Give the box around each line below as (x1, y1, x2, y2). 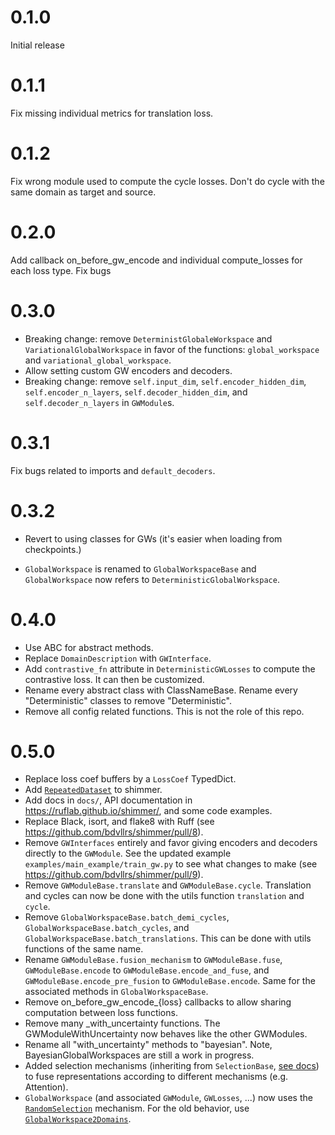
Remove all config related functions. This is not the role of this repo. (24, 705, 305, 717)
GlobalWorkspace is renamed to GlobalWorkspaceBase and (24, 562, 257, 575)
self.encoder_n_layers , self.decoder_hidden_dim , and (24, 386, 248, 398)
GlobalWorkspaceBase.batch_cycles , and (24, 922, 190, 934)
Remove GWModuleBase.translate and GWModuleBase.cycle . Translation (24, 879, 312, 891)
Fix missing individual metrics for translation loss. (10, 107, 214, 119)
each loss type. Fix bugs (10, 264, 112, 276)
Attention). (24, 1081, 69, 1093)
